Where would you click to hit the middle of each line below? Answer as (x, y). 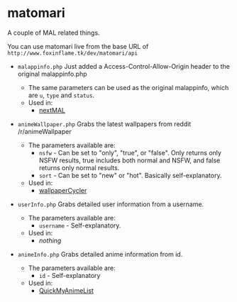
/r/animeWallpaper (45, 131)
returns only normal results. (79, 167)
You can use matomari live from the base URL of (78, 46)
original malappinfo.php (52, 74)
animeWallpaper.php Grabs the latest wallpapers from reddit (104, 124)
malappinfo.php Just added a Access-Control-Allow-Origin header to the (124, 66)
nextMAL (52, 110)
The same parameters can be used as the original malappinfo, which (128, 87)
